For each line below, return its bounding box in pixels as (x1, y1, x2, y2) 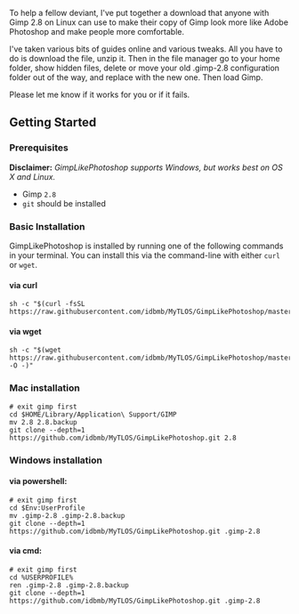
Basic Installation (9, 220, 85, 232)
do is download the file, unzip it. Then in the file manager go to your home (9, 53, 280, 63)
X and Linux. (9, 171, 56, 182)
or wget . (9, 259, 38, 270)
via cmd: (9, 545, 43, 556)
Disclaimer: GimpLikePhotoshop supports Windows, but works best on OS (9, 162, 283, 173)
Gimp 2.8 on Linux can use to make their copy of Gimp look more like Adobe (9, 17, 289, 28)
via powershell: (9, 476, 68, 487)
